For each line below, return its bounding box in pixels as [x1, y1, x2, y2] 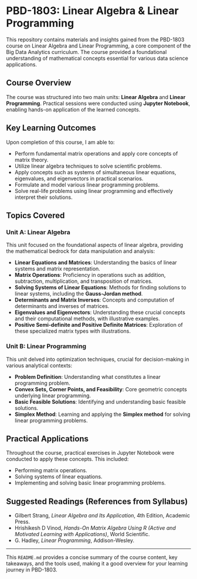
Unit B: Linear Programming [6, 342, 87, 350]
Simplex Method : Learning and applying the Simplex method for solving [14, 411, 191, 418]
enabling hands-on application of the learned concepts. [6, 106, 141, 113]
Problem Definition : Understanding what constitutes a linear [14, 373, 161, 380]
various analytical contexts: [6, 362, 73, 369]
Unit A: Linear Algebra [6, 228, 70, 236]
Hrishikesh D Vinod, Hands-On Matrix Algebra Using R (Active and [14, 524, 176, 531]
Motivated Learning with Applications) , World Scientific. [14, 531, 150, 538]
